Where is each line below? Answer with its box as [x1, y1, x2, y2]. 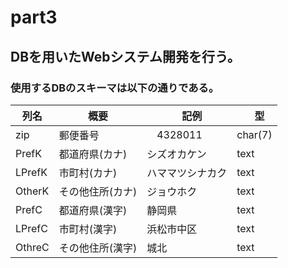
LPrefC [15, 221, 48, 235]
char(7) [236, 127, 273, 141]
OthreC [15, 240, 50, 254]
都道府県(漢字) [58, 203, 128, 217]
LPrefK [15, 165, 48, 179]
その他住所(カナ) [58, 184, 138, 198]
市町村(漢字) [58, 222, 118, 236]
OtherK [15, 184, 50, 198]
